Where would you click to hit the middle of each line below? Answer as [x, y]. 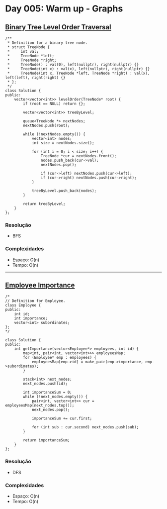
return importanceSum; [46, 440]
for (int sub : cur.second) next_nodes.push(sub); [85, 427]
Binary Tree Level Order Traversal [58, 27]
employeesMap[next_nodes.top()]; [40, 406]
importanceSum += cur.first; [62, 418]
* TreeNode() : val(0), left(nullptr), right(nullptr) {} [73, 65]
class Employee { [23, 305]
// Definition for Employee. [35, 301]
